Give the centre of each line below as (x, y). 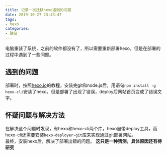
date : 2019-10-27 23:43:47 (33, 15)
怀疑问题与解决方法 (35, 115)
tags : (11, 19)
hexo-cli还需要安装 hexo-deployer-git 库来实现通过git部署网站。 (71, 135)
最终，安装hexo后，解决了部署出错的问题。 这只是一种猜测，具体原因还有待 (83, 141)
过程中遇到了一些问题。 (29, 55)
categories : (18, 29)
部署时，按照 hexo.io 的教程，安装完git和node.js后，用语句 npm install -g (80, 85)
